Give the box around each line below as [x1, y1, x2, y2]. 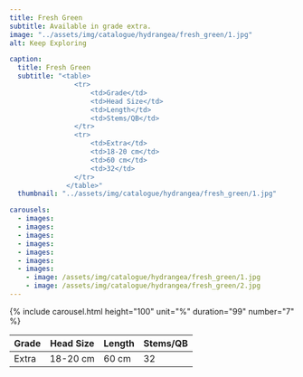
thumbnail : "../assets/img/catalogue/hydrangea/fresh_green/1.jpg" [17, 189, 278, 199]
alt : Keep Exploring [9, 38, 88, 48]
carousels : [9, 205, 51, 215]
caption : [9, 55, 43, 64]
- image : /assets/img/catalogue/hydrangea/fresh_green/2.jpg [25, 281, 260, 290]
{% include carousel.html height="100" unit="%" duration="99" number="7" [9, 306, 295, 316]
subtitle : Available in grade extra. [9, 22, 152, 31]
